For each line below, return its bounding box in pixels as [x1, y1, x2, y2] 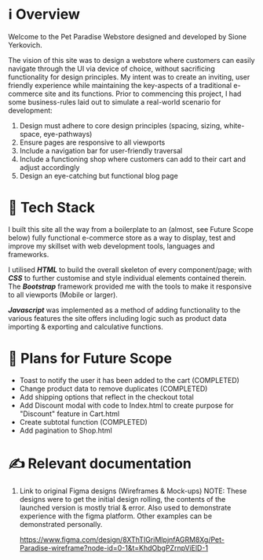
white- [223, 120, 245, 130]
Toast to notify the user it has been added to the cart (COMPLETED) [19, 375, 239, 385]
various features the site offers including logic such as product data [8, 313, 227, 322]
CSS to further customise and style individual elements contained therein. [8, 273, 247, 282]
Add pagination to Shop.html [19, 426, 112, 435]
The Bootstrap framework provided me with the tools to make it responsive [8, 282, 252, 291]
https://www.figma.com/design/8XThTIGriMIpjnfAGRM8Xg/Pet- [19, 535, 225, 544]
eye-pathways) [42, 129, 93, 138]
